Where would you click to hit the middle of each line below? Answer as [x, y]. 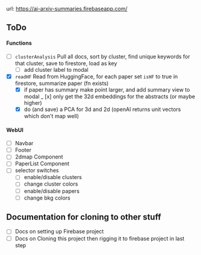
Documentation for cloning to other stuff [84, 217]
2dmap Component [39, 157]
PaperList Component [42, 164]
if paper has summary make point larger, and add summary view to [107, 89]
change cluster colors [51, 184]
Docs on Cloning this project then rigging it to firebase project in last [100, 238]
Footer [23, 150]
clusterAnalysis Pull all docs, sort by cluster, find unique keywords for [103, 56]
